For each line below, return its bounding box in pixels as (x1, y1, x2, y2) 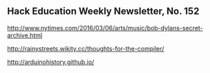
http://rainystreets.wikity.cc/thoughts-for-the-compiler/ (7, 44, 164, 52)
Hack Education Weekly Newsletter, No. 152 (7, 6, 200, 17)
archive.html (7, 31, 43, 39)
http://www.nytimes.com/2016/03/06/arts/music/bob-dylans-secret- (7, 23, 204, 32)
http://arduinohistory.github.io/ (7, 58, 95, 66)
